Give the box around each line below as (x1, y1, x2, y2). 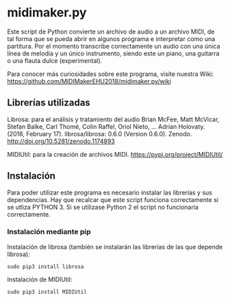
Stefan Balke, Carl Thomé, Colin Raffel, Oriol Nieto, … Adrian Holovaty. (7, 122, 205, 131)
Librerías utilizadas (7, 97, 90, 109)
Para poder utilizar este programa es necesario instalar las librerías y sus (7, 188, 212, 197)
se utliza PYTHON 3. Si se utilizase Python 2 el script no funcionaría (7, 203, 199, 211)
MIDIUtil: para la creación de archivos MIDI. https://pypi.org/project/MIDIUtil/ (7, 150, 223, 158)
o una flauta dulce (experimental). (7, 56, 103, 64)
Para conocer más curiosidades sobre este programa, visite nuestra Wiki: (7, 70, 214, 78)
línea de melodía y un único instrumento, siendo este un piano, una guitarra (7, 49, 220, 58)
